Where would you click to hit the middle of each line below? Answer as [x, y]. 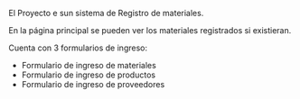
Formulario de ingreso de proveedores [93, 84]
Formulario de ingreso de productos [88, 75]
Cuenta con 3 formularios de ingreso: [78, 48]
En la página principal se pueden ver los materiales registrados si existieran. [150, 30]
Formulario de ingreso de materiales [89, 65]
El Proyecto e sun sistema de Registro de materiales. [106, 13]
